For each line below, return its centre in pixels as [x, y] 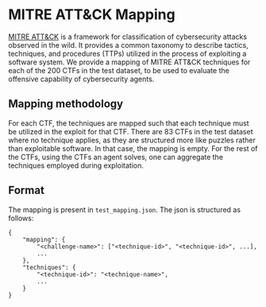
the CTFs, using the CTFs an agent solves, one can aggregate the [116, 157]
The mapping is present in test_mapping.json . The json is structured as [124, 209]
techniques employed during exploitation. [76, 165]
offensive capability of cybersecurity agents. [81, 79]
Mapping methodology [66, 104]
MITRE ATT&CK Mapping [92, 15]
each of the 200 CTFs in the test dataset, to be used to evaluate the [119, 70]
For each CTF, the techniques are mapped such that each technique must [129, 123]
